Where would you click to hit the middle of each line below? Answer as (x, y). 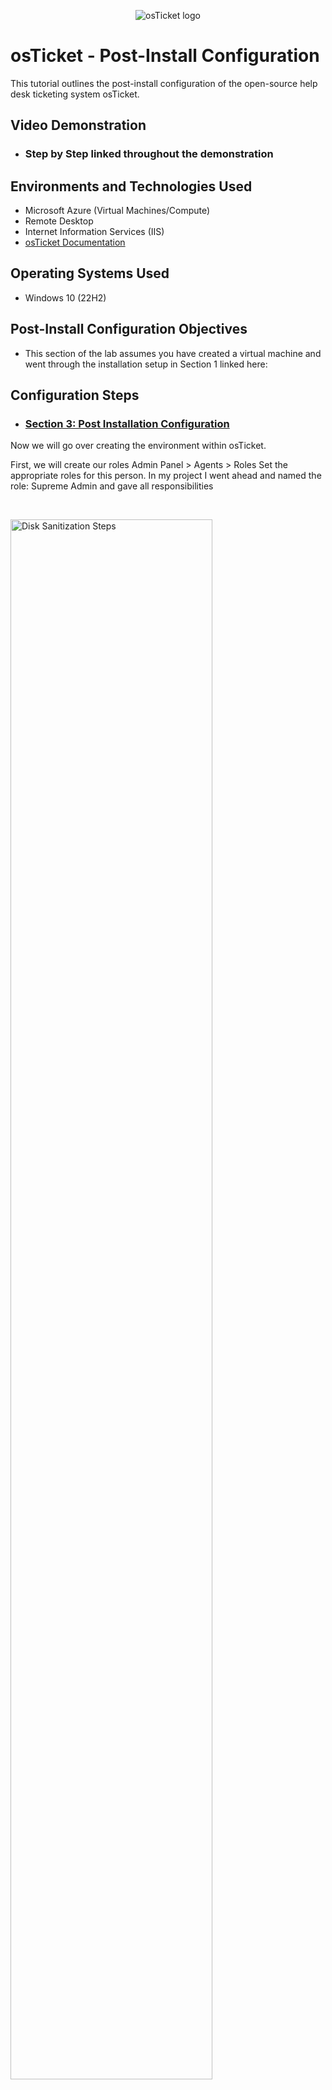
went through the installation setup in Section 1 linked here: (146, 364)
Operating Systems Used (90, 273)
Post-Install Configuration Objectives (129, 329)
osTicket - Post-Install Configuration (165, 56)
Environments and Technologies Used (131, 186)
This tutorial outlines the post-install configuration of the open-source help (164, 83)
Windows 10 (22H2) (65, 297)
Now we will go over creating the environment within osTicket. (138, 446)
